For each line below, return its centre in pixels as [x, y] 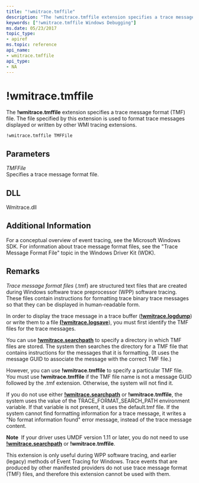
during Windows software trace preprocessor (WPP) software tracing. [92, 292]
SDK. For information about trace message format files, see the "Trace [92, 246]
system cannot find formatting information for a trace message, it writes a [96, 413]
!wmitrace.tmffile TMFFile [39, 136]
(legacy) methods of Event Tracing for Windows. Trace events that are [92, 461]
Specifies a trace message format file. [52, 175]
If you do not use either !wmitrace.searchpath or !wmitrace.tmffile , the [94, 394]
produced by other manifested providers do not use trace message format [97, 468]
